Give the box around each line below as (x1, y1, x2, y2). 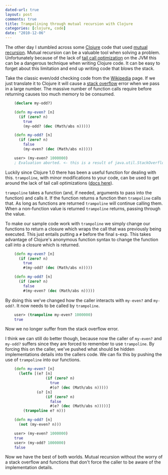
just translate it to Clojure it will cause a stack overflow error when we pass (5, 80, 160, 86)
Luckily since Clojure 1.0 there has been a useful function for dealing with (5, 169, 156, 175)
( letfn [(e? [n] (18, 371, 52, 376)
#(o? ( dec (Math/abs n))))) (49, 385, 108, 390)
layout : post (5, 12, 32, 17)
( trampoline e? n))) (23, 408, 66, 414)
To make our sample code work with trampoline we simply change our (5, 220, 150, 226)
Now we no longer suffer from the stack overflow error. (5, 326, 119, 332)
